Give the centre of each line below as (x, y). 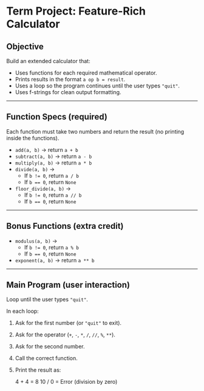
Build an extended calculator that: (48, 61)
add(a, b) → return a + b (47, 149)
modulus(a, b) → (36, 240)
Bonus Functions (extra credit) (65, 226)
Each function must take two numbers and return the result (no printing (95, 131)
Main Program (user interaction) (68, 285)
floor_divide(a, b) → (43, 188)
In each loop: (23, 311)
